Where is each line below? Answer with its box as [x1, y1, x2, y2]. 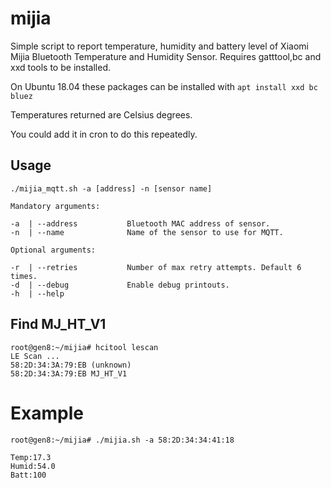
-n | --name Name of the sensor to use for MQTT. [10, 227, 284, 237]
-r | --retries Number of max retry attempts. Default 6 [10, 262, 302, 272]
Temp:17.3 [10, 452, 52, 462]
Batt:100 [10, 470, 47, 480]
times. [10, 271, 38, 281]
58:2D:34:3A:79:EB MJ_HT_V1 [10, 368, 128, 379]
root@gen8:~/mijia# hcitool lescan [10, 342, 159, 352]
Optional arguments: [10, 245, 97, 255]
